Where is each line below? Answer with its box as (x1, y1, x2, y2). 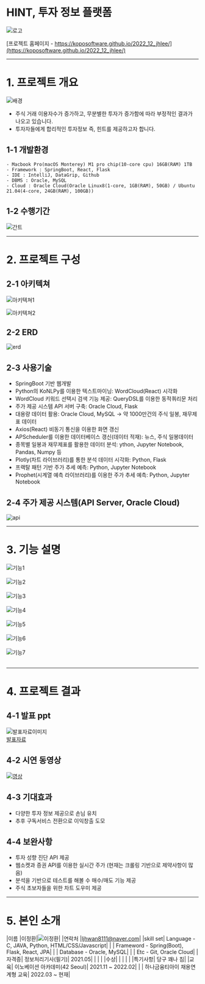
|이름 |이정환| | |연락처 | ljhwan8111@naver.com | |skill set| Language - (6, 935, 196, 943)
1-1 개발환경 (6, 144, 49, 155)
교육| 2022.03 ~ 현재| (17, 971, 71, 979)
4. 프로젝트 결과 (6, 685, 81, 699)
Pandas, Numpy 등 (15, 449, 62, 456)
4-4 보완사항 (6, 836, 53, 847)
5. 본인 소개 (6, 914, 61, 927)
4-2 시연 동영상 (6, 755, 62, 766)
